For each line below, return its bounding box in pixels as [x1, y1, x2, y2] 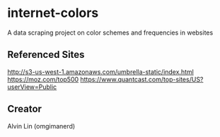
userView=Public [7, 83, 57, 91]
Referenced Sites [7, 49, 85, 61]
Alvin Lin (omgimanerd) [7, 121, 76, 130]
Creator [7, 103, 42, 115]
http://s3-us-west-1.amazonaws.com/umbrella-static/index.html [7, 67, 195, 76]
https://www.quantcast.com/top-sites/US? [80, 75, 204, 83]
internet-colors [7, 5, 99, 21]
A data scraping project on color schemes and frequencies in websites [7, 28, 214, 37]
